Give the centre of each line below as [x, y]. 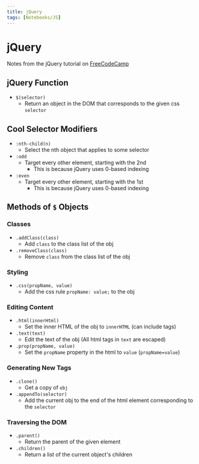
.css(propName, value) [44, 286]
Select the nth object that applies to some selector [87, 150]
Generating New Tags [39, 368]
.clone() [26, 382]
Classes [19, 224]
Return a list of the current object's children [78, 454]
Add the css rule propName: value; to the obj [79, 292]
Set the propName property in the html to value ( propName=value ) [102, 352]
